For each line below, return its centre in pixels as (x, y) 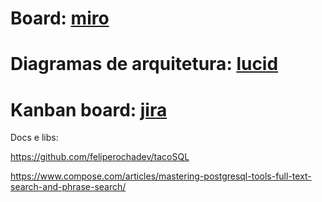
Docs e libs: (34, 138)
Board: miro (60, 18)
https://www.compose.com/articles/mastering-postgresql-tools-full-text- (161, 176)
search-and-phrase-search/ (68, 187)
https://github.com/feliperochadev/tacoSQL (100, 157)
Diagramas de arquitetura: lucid (144, 64)
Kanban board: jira (89, 109)
